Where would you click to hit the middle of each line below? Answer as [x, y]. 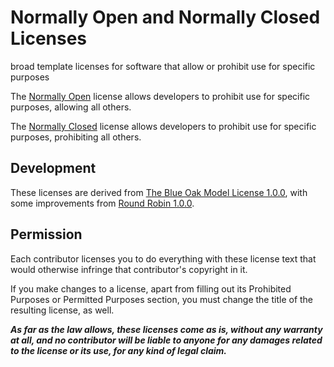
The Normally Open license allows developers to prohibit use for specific [160, 96]
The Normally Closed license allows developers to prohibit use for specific [163, 126]
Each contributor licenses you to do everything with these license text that [163, 258]
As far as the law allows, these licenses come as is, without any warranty [166, 329]
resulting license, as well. [62, 310]
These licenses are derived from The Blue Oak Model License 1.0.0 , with [159, 192]
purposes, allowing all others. [71, 107]
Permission [46, 234]
